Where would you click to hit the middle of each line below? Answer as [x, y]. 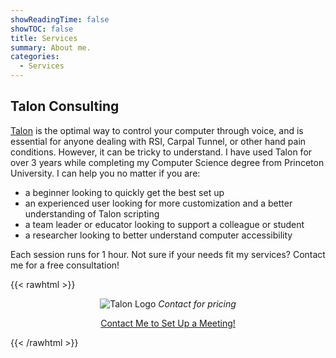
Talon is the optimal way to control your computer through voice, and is [157, 130]
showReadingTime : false [60, 19]
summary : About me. [51, 47]
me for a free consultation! [65, 265]
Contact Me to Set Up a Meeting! [168, 323]
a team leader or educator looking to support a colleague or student [164, 224]
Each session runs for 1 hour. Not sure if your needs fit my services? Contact [168, 254]
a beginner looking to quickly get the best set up [124, 192]
